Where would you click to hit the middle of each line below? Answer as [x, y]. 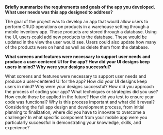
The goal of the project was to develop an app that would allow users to [77, 22]
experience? [17, 127]
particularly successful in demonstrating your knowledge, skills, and [73, 122]
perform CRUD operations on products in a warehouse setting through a [77, 27]
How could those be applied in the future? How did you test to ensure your [80, 97]
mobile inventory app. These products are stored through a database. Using [81, 32]
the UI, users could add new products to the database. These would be [76, 37]
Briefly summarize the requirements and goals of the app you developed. [80, 7]
